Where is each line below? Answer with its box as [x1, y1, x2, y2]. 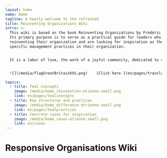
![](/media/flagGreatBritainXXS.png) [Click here [9, 70, 121, 76]
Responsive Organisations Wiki [5, 142, 137, 154]
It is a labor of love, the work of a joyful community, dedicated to [9, 57, 159, 62]
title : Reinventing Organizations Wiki [5, 21, 88, 26]
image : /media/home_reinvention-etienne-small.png [14, 89, 121, 94]
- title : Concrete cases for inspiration [9, 112, 97, 117]
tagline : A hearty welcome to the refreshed [5, 16, 99, 21]
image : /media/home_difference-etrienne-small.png [14, 103, 121, 107]
